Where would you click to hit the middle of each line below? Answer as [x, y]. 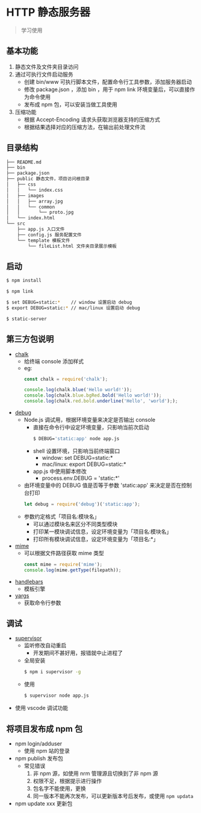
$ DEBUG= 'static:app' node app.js [76, 439]
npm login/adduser [39, 743]
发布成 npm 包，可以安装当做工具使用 [70, 104]
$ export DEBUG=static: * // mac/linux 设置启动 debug [73, 308]
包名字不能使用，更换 [59, 788]
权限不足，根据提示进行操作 [67, 780]
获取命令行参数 [42, 603]
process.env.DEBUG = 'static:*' [81, 478]
